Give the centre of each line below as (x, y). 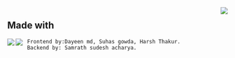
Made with (31, 26)
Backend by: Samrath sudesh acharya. (82, 48)
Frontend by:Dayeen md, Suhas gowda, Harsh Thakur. (104, 41)
